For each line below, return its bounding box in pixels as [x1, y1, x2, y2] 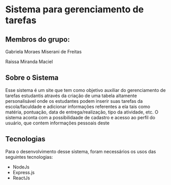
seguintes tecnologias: [5, 154, 53, 160]
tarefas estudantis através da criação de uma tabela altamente [5, 92, 137, 99]
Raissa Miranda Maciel [5, 59, 53, 65]
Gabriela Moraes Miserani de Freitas [5, 49, 82, 54]
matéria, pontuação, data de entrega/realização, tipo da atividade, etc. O [5, 109, 159, 115]
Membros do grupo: [5, 35, 70, 44]
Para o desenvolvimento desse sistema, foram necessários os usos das [5, 148, 156, 155]
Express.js [12, 169, 35, 175]
